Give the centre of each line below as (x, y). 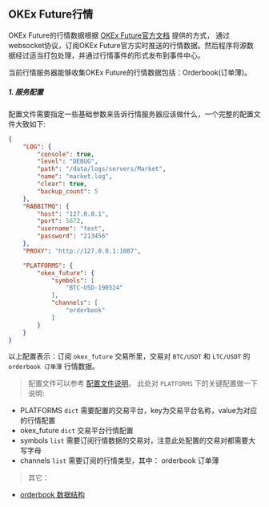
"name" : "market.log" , (75, 176)
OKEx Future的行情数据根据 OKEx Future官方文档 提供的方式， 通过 (119, 35)
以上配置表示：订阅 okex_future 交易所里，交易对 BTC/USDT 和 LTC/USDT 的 (129, 356)
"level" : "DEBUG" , (68, 162)
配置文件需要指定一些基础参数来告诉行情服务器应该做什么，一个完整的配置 (131, 114)
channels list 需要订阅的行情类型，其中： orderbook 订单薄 (119, 460)
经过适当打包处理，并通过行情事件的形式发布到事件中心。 (110, 55)
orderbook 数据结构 (52, 495)
